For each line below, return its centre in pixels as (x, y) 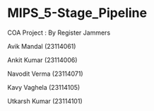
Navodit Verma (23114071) (45, 74)
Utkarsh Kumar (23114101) (45, 101)
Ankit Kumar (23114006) (42, 60)
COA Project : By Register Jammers (59, 33)
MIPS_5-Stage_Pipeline (77, 13)
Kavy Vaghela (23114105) (44, 87)
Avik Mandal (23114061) (42, 46)
